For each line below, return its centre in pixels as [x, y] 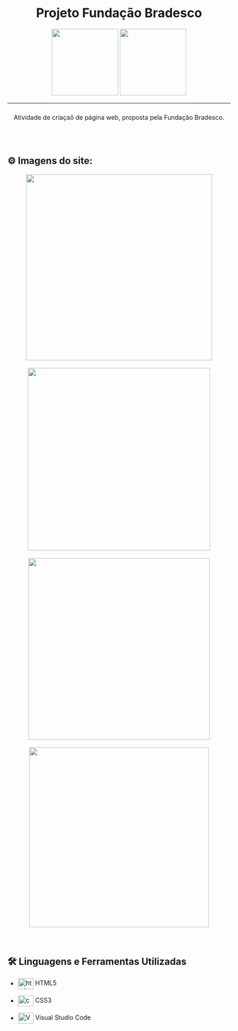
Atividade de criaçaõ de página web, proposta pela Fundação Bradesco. [119, 117]
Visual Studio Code [63, 1018]
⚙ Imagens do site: [50, 161]
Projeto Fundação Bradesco [119, 13]
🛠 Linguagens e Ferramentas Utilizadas [97, 962]
